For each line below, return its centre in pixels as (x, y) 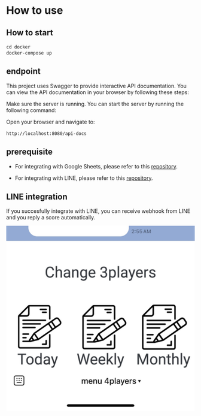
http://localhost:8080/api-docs (46, 133)
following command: (31, 110)
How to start (30, 33)
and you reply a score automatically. (51, 218)
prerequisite (29, 152)
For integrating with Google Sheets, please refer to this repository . (96, 166)
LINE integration (37, 197)
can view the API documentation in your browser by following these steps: (98, 92)
